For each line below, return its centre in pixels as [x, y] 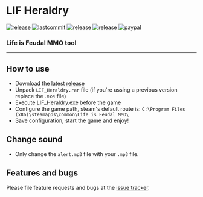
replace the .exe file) [40, 96]
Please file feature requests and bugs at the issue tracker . [78, 187]
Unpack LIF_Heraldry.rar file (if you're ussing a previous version [96, 90]
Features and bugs [42, 173]
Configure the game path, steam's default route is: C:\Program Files [100, 109]
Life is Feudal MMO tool [41, 43]
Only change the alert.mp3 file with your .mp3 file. [77, 154]
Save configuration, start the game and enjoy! [72, 120]
